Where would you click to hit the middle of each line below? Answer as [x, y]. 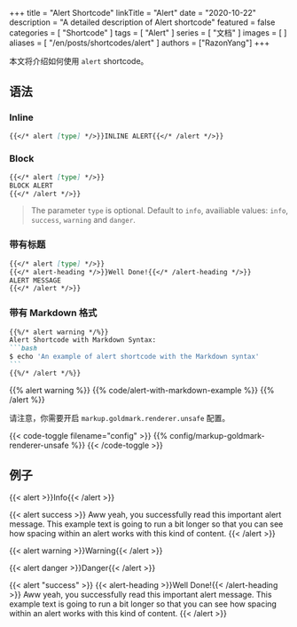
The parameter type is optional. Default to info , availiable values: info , [160, 210]
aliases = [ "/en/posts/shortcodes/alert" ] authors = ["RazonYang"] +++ [140, 43]
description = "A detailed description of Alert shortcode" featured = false [142, 22]
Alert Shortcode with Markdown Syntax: [83, 340]
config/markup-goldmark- [218, 435]
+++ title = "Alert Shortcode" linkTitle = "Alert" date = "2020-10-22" [133, 13]
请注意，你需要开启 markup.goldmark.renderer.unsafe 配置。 [120, 417]
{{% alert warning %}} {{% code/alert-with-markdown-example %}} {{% [142, 390]
